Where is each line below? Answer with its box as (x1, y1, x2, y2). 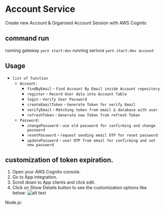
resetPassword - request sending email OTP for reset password (27, 132, 158, 138)
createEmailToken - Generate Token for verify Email (27, 101, 136, 107)
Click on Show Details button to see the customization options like (12, 185, 147, 191)
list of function (12, 76, 48, 81)
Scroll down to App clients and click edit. (12, 179, 95, 185)
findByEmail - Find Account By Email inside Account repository (27, 85, 160, 91)
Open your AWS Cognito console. (12, 169, 81, 175)
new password (27, 142, 54, 147)
